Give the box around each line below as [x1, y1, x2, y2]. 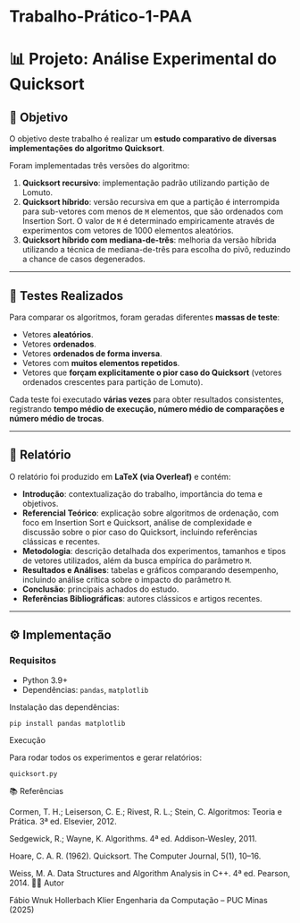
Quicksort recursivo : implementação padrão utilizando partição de [21, 177, 270, 189]
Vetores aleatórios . [21, 329, 94, 339]
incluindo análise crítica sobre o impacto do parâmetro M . [21, 574, 232, 585]
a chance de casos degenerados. [21, 253, 146, 265]
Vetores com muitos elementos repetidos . [21, 358, 180, 368]
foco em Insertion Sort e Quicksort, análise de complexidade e [21, 517, 253, 527]
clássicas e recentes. [21, 535, 101, 547]
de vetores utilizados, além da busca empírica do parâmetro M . [21, 555, 253, 566]
